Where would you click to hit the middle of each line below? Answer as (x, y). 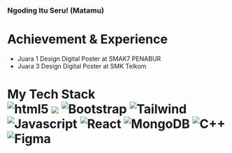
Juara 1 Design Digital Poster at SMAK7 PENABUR (89, 59)
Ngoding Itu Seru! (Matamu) (56, 10)
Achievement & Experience (87, 39)
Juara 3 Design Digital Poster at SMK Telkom (82, 66)
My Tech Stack (51, 95)
